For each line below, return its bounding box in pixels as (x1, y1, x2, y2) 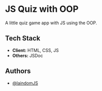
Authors (5, 67, 31, 75)
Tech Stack (5, 34, 40, 43)
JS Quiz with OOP (5, 3, 79, 15)
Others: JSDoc (12, 52, 43, 58)
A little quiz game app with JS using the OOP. (5, 20, 97, 26)
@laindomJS (12, 80, 38, 86)
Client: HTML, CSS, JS (12, 47, 59, 53)
